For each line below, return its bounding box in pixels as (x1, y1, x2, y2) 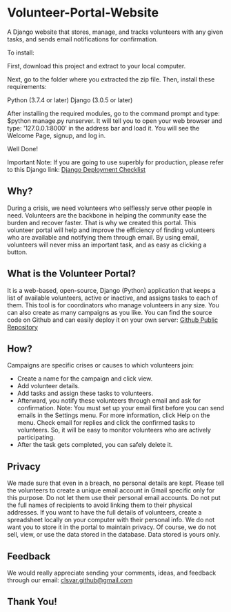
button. (7, 247, 28, 256)
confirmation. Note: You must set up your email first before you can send (17, 404, 225, 412)
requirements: (7, 82, 47, 90)
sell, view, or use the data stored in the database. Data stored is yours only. (7, 530, 221, 539)
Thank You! (7, 596, 57, 608)
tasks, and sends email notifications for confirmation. (7, 35, 159, 43)
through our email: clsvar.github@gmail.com (7, 576, 133, 584)
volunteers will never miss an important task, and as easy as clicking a (7, 240, 207, 249)
